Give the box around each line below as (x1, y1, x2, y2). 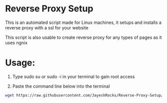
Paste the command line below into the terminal (12, 83, 110, 89)
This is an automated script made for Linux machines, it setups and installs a (5, 19, 162, 25)
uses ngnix (5, 39, 28, 45)
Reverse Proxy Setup (5, 3, 93, 14)
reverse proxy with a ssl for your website (5, 24, 88, 30)
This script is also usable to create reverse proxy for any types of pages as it (5, 34, 162, 40)
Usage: (5, 57, 36, 69)
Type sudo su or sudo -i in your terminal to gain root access (12, 73, 135, 80)
